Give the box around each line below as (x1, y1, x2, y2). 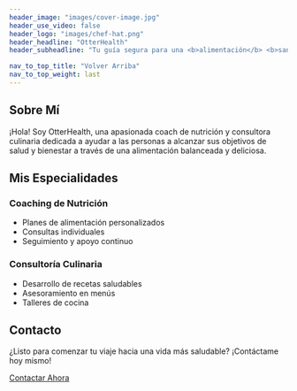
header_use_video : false (9, 21, 101, 30)
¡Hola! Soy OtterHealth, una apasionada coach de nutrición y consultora (9, 126, 271, 137)
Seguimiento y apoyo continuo (21, 236, 133, 247)
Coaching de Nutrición (9, 197, 109, 209)
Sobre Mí (9, 103, 60, 118)
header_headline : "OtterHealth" (9, 37, 128, 47)
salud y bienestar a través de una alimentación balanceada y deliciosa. (9, 145, 267, 156)
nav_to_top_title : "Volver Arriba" (9, 62, 141, 71)
